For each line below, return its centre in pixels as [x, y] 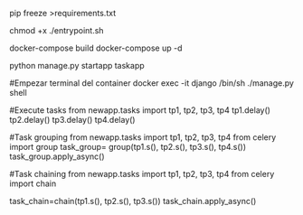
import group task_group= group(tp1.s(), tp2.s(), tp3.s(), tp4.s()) [128, 147]
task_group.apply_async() [57, 156]
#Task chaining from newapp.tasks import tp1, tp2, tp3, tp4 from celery [142, 174]
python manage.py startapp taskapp [77, 65]
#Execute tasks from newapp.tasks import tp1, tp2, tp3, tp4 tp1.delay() [140, 110]
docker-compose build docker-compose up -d [96, 48]
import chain [33, 183]
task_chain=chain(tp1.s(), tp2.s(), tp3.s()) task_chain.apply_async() [133, 201]
